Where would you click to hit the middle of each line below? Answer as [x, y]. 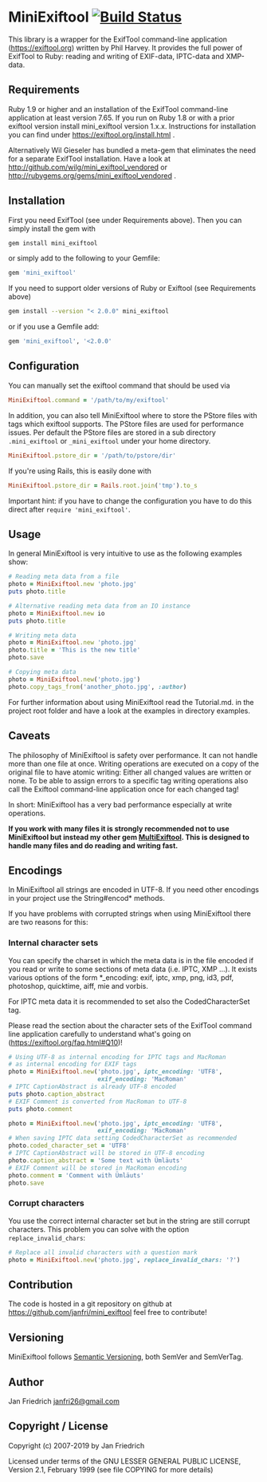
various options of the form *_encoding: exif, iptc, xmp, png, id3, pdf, [121, 977]
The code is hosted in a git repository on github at [90, 1304]
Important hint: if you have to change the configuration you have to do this [130, 500]
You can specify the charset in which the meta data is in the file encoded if [131, 960]
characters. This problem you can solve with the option [99, 1229]
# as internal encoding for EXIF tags [73, 1064]
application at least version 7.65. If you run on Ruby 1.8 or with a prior [122, 118]
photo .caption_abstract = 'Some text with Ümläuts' [96, 1160]
